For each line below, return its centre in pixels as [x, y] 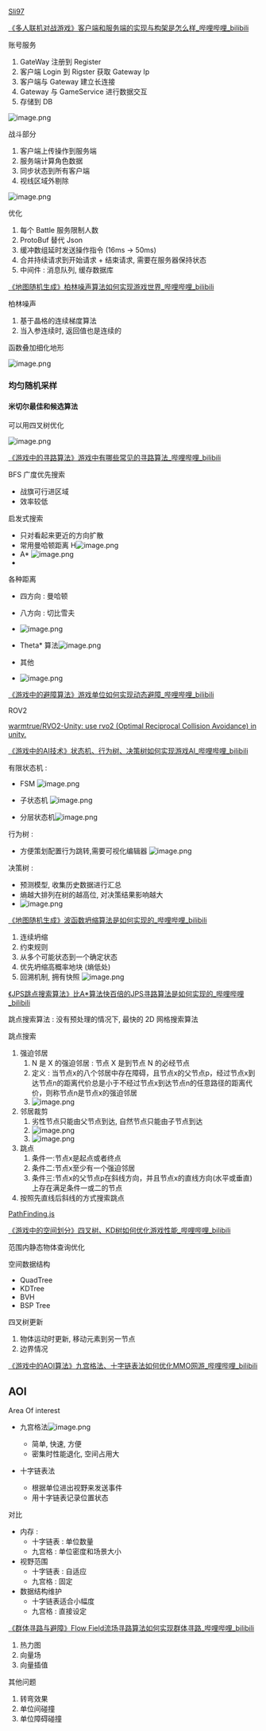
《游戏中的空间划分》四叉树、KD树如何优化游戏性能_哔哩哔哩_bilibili [120, 1231]
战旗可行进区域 [44, 491]
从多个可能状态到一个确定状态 [68, 957]
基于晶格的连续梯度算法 [58, 321]
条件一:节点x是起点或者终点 [76, 1158]
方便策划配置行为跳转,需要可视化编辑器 [83, 851]
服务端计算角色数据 [51, 161]
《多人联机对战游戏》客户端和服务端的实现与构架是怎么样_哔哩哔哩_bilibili [129, 28]
